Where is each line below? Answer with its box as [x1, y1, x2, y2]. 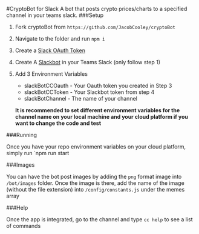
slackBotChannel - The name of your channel [24, 95, 137, 102]
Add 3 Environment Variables [15, 70, 88, 78]
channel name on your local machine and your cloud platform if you [15, 113, 189, 120]
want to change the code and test [15, 119, 102, 127]
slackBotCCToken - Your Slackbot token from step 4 [24, 89, 155, 96]
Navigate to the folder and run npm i [15, 35, 105, 42]
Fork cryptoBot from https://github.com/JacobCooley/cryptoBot [15, 24, 176, 30]
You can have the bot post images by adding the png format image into [6, 173, 182, 180]
